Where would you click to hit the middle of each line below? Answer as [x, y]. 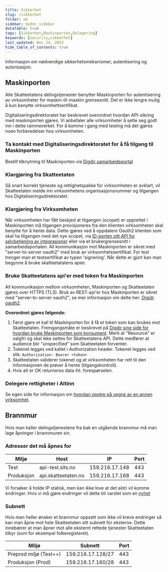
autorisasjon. [19, 67]
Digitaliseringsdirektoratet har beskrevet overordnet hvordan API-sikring [80, 115]
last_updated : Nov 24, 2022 [35, 43]
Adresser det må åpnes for [38, 446]
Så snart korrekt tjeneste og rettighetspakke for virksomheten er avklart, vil [83, 185]
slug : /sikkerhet [23, 15]
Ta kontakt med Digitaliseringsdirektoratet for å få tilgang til [79, 144]
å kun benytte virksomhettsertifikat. [42, 106]
